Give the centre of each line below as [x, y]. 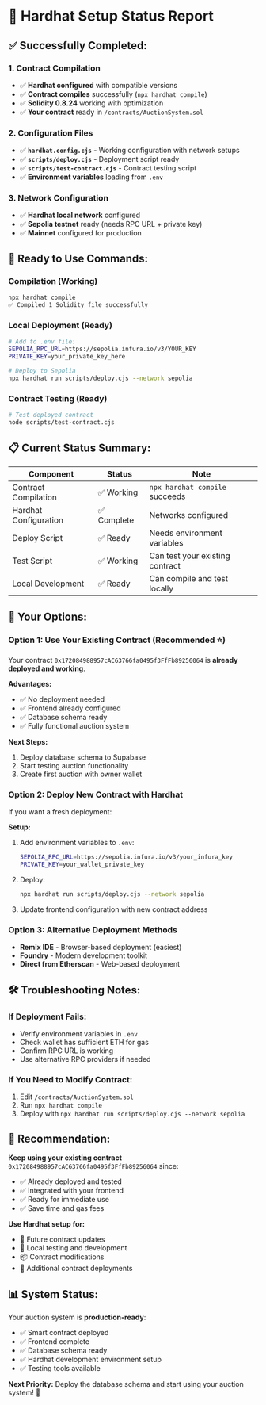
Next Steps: [28, 742]
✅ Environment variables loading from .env [91, 177]
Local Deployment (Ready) [61, 325]
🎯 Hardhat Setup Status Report [111, 16]
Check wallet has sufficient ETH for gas [84, 1043]
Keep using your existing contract [65, 1158]
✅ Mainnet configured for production [81, 233]
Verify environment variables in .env [79, 1034]
